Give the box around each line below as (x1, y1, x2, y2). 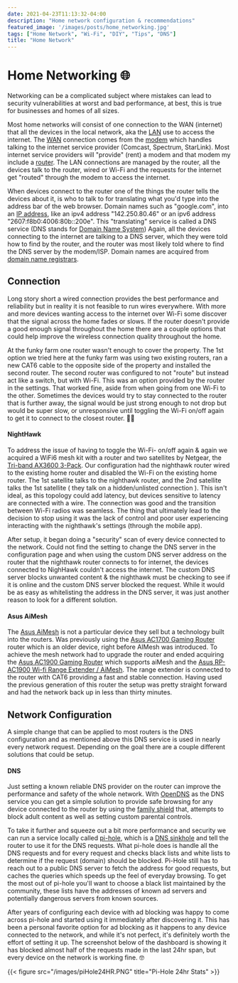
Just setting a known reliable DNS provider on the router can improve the (7, 783, 222, 791)
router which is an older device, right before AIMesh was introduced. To (7, 643, 218, 651)
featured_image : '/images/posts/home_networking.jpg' (7, 23, 171, 31)
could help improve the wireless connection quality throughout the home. (7, 332, 222, 340)
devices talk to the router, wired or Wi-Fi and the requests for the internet (7, 166, 222, 174)
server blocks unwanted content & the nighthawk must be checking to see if (7, 573, 231, 581)
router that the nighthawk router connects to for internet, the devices (7, 558, 209, 566)
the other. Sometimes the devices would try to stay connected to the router (7, 391, 227, 399)
